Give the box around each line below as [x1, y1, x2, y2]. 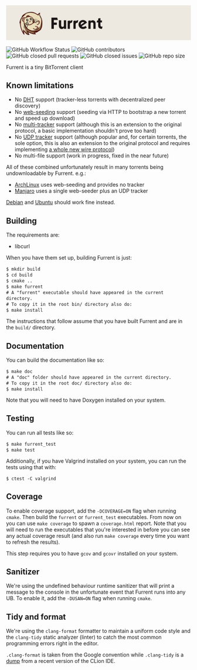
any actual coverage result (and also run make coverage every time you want [6, 532, 189, 539]
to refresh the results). [6, 538, 60, 546]
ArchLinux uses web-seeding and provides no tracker [14, 181, 145, 188]
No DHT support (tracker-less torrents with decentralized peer [14, 96, 166, 103]
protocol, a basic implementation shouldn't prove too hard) [14, 127, 157, 134]
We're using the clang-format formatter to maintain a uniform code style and [6, 628, 191, 635]
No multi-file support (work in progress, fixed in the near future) [14, 152, 169, 159]
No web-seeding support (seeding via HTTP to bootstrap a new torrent [14, 109, 186, 116]
